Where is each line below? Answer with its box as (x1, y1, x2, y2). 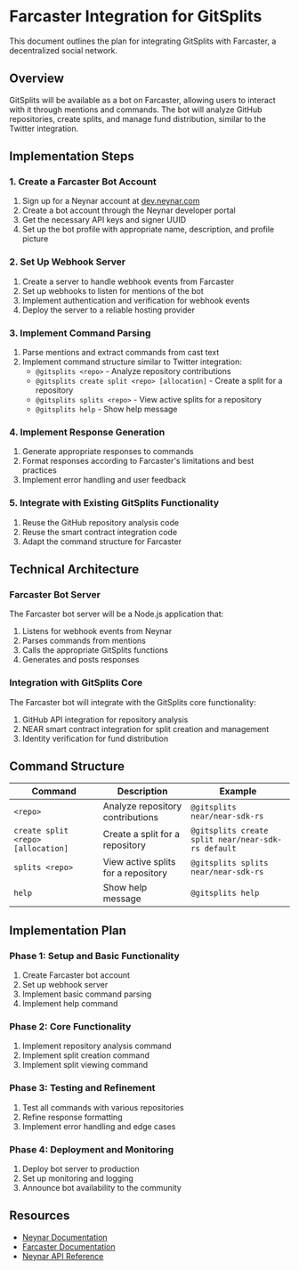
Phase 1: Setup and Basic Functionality (9, 949, 180, 962)
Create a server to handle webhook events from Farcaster (21, 276, 235, 287)
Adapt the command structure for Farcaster (21, 536, 182, 547)
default (204, 843, 238, 854)
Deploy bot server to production (21, 1164, 140, 1174)
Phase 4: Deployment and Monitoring (9, 1143, 174, 1155)
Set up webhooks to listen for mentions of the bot (21, 285, 205, 296)
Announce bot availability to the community (21, 1183, 182, 1193)
